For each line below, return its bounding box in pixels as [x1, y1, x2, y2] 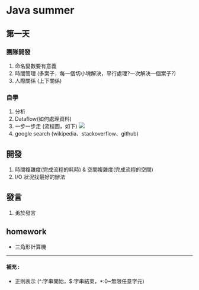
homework [6, 227, 47, 237]
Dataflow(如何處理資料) [14, 115, 72, 123]
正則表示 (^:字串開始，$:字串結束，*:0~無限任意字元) [14, 278, 145, 285]
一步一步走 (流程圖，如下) [14, 123, 78, 130]
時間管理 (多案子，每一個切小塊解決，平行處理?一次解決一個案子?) [14, 69, 176, 77]
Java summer [6, 4, 75, 17]
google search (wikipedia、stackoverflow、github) [14, 130, 139, 137]
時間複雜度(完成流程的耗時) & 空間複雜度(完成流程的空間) [14, 166, 154, 173]
